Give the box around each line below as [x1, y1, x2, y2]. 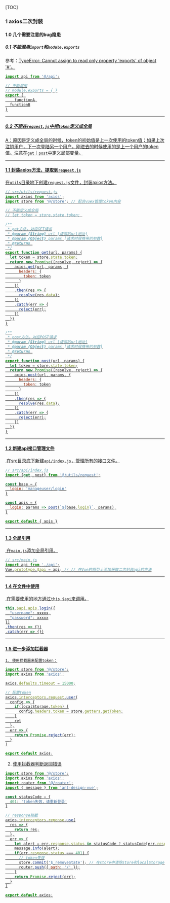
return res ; [14, 827, 39, 832]
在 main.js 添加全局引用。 [6, 547, 58, 553]
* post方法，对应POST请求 [7, 335, 57, 340]
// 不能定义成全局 [5, 208, 39, 213]
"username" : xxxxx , [10, 610, 51, 615]
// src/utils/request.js [5, 189, 58, 194]
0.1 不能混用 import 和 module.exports [5, 44, 80, 50]
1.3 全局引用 [5, 535, 30, 541]
